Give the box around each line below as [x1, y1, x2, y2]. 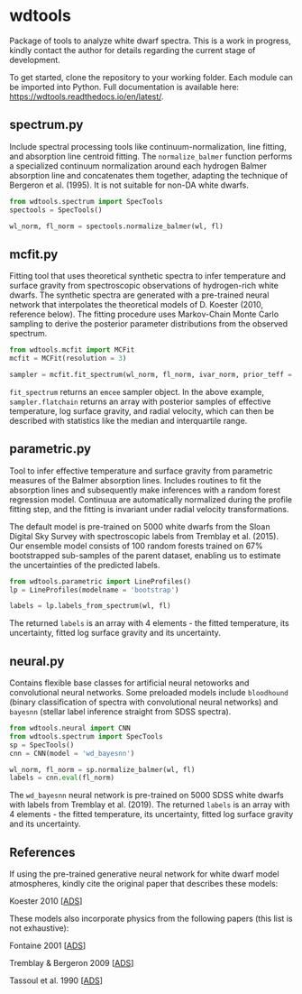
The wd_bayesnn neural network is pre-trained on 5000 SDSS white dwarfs [9, 790, 284, 801]
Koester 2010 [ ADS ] [9, 896, 83, 907]
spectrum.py [9, 117, 84, 133]
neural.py [9, 653, 65, 668]
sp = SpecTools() [9, 741, 75, 750]
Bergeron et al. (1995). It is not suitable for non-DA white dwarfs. [9, 179, 250, 190]
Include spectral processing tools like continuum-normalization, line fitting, [9, 141, 287, 152]
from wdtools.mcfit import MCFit [9, 345, 135, 354]
